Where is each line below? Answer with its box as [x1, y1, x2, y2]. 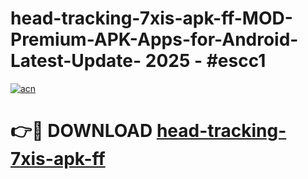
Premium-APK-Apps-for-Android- [10, 28, 299, 51]
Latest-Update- [10, 50, 142, 72]
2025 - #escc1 [144, 50, 267, 72]
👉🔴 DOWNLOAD [10, 120, 153, 142]
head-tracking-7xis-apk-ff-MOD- [10, 7, 293, 30]
